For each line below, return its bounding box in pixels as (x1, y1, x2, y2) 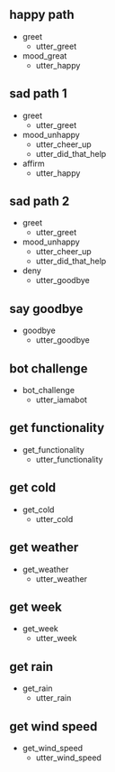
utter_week (35, 633, 77, 644)
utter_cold (35, 513, 74, 524)
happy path (9, 7, 75, 23)
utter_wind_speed (35, 752, 102, 763)
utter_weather (35, 573, 88, 584)
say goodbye (9, 301, 84, 317)
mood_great (22, 50, 67, 61)
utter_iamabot (35, 394, 88, 405)
